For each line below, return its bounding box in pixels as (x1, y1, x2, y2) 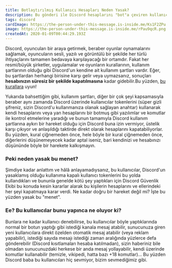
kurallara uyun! (5, 84, 37, 90)
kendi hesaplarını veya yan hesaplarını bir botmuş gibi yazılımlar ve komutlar (5, 110, 166, 116)
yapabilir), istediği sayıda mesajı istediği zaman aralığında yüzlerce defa (5, 235, 157, 241)
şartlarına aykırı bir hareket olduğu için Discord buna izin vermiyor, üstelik (5, 121, 160, 127)
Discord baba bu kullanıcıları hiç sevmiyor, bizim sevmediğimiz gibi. (5, 257, 147, 263)
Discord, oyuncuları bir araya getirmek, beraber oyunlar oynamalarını (5, 46, 150, 51)
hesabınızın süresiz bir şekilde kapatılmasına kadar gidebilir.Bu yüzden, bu (5, 78, 166, 84)
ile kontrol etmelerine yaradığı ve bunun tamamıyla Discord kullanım (5, 115, 148, 121)
